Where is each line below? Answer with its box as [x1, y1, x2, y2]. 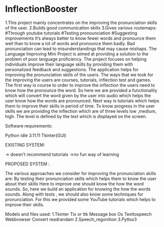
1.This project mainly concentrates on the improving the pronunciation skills [5, 20, 158, 25]
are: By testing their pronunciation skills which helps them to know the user [5, 176, 157, 181]
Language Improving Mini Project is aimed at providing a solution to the [5, 50, 149, 57]
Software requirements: [5, 123, 53, 128]
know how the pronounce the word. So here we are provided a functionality [5, 87, 158, 93]
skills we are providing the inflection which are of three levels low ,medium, [5, 108, 157, 114]
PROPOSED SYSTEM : [5, 161, 50, 167]
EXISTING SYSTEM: [5, 142, 45, 148]
